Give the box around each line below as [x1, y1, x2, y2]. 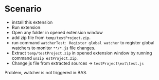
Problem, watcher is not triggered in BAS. [4, 69, 88, 75]
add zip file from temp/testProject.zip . [11, 35, 91, 40]
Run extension [11, 24, 41, 30]
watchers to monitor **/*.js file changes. [11, 45, 96, 51]
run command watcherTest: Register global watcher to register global [11, 40, 155, 45]
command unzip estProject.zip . [11, 55, 78, 61]
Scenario [4, 3, 42, 14]
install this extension [11, 19, 53, 25]
